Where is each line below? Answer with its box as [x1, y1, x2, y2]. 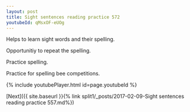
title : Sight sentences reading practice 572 [6, 14, 120, 20]
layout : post [6, 8, 38, 15]
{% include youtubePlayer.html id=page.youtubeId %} [6, 81, 137, 88]
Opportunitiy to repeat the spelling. [6, 47, 91, 54]
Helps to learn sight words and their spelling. [6, 36, 115, 43]
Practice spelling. [6, 58, 48, 65]
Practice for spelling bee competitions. [6, 70, 100, 77]
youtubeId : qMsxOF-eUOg [6, 19, 65, 25]
